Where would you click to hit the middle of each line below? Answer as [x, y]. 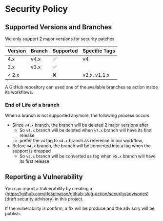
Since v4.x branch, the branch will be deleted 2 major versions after [80, 125]
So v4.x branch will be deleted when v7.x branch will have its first [86, 130]
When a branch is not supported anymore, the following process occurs [77, 115]
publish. [13, 214]
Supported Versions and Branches [59, 27]
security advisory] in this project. [50, 199]
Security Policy [37, 9]
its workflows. [19, 92]
